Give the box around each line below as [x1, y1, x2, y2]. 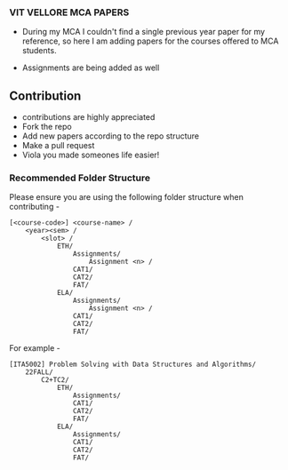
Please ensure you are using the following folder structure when [9, 192, 244, 203]
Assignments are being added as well [21, 62, 160, 73]
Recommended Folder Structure [9, 171, 151, 184]
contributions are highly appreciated [21, 112, 156, 123]
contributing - [9, 202, 60, 212]
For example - [9, 343, 60, 354]
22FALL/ [25, 368, 53, 377]
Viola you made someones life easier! [21, 149, 160, 161]
